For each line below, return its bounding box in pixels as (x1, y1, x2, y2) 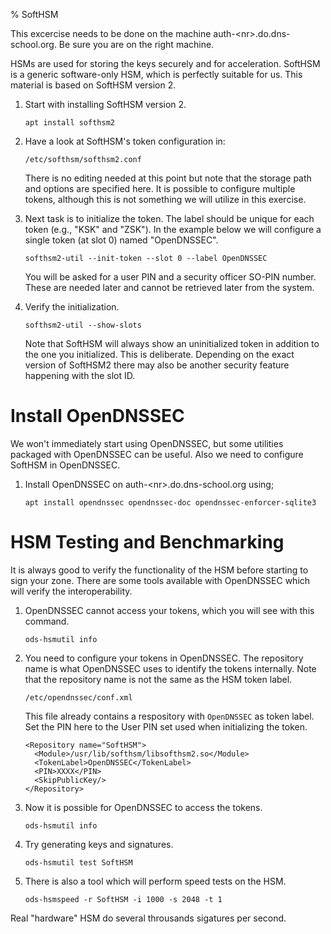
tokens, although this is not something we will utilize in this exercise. (24, 194, 307, 205)
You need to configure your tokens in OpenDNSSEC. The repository (24, 652, 304, 664)
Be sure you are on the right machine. (58, 39, 215, 50)
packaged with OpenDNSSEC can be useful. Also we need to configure (10, 448, 304, 460)
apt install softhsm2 (24, 118, 115, 128)
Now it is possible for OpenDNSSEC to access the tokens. (24, 801, 263, 813)
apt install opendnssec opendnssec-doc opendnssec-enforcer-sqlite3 (24, 497, 317, 508)
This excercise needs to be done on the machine (10, 28, 212, 39)
